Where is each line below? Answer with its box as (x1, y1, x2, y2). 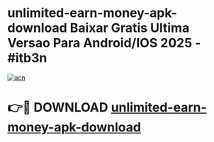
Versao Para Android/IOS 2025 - (7, 35, 201, 51)
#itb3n (7, 50, 47, 66)
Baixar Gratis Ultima (69, 20, 190, 36)
